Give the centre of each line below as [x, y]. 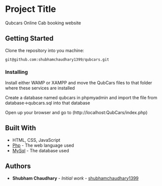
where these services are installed [40, 88]
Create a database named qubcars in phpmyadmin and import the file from [81, 98]
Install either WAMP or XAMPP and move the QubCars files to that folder [79, 83]
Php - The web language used [43, 145]
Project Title [31, 9]
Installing [17, 72]
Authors [18, 166]
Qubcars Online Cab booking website [43, 23]
